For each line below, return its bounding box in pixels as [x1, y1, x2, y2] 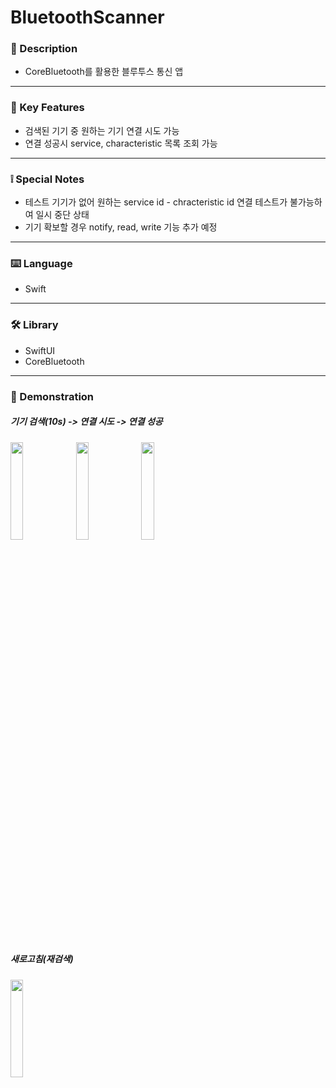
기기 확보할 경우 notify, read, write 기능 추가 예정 [24, 221, 218, 233]
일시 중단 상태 [35, 209, 90, 221]
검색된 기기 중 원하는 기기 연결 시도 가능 [24, 124, 180, 136]
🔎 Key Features [10, 101, 85, 115]
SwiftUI [24, 344, 56, 356]
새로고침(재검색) [10, 953, 74, 965]
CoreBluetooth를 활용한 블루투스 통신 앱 [24, 66, 184, 78]
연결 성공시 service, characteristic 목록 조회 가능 [24, 137, 218, 149]
